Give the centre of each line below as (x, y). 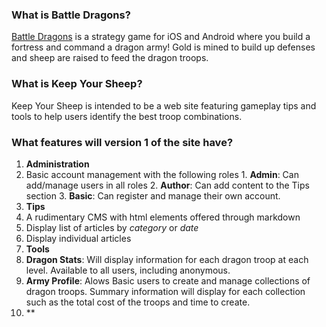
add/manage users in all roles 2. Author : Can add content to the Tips (167, 185)
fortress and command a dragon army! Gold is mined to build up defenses (163, 47)
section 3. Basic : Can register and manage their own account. (153, 195)
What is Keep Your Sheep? (77, 84)
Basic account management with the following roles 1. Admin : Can (162, 174)
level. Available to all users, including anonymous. (128, 270)
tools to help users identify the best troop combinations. (127, 116)
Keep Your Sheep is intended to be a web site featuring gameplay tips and (164, 105)
